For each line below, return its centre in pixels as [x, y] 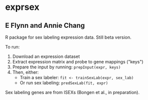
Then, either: [25, 72]
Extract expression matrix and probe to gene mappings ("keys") [78, 62]
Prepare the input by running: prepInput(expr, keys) [67, 67]
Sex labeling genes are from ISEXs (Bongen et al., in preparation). [73, 92]
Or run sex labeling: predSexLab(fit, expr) [64, 83]
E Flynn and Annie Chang [45, 25]
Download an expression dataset [46, 56]
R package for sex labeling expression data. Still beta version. [68, 37]
